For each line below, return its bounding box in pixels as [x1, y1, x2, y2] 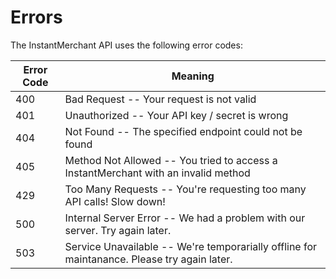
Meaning [171, 69, 215, 83]
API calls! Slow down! [64, 194, 166, 208]
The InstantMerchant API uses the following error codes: [10, 39, 243, 51]
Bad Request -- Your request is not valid [64, 92, 257, 106]
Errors [10, 6, 63, 29]
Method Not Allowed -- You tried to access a [64, 153, 278, 167]
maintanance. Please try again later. [64, 252, 233, 266]
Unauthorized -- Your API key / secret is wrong [64, 108, 289, 122]
